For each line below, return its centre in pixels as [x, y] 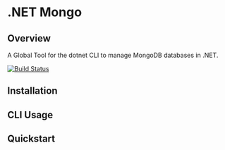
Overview [29, 38]
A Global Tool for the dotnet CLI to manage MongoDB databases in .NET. [113, 55]
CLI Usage [30, 114]
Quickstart [31, 139]
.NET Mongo [45, 12]
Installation [32, 91]
